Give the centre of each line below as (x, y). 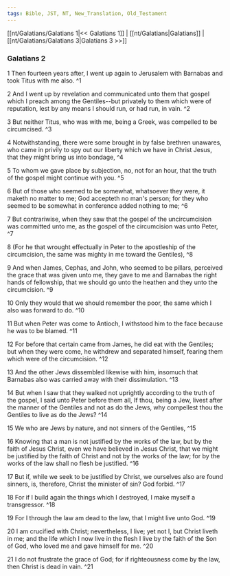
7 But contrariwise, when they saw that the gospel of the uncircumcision (110, 219)
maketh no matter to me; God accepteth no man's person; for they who (108, 198)
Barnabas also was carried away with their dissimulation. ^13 (93, 379)
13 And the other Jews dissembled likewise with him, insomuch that (103, 372)
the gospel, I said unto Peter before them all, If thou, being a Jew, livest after (115, 400)
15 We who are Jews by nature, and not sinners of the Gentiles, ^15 (102, 428)
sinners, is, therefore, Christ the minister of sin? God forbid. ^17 (96, 484)
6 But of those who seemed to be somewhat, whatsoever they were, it (106, 191)
